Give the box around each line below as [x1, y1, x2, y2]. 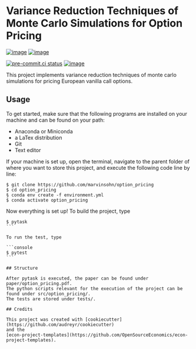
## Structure [6, 265, 38, 271]
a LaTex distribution [14, 134, 63, 141]
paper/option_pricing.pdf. [6, 280, 72, 286]
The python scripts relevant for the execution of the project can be [6, 286, 183, 291]
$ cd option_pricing [6, 187, 57, 193]
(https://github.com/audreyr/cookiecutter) [6, 321, 115, 327]
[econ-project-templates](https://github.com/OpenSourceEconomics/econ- [6, 332, 188, 338]
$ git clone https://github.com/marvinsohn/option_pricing [6, 182, 154, 187]
